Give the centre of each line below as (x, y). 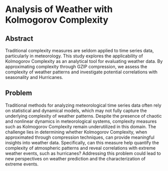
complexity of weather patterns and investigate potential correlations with (81, 72)
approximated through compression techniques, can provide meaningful (80, 137)
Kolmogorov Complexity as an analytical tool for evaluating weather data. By (84, 61)
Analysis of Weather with (59, 9)
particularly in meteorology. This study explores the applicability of (74, 56)
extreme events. (22, 164)
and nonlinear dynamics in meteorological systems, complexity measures (81, 121)
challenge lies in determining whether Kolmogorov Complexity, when (76, 132)
